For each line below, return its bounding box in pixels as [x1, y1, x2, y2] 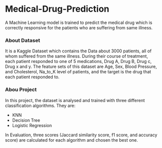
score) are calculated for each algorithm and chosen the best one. [5, 137, 138, 143]
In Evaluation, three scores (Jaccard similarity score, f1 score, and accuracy [5, 132, 158, 138]
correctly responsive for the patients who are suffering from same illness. [5, 24, 153, 30]
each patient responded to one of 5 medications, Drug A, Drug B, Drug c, [5, 59, 152, 64]
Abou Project [5, 86, 37, 93]
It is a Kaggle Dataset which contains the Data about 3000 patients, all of [5, 48, 152, 54]
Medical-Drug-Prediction [5, 3, 110, 15]
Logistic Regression [12, 122, 52, 128]
